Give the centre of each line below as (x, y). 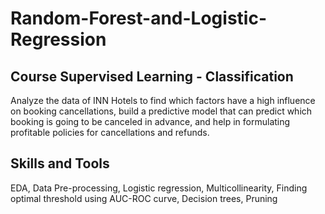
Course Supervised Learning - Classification (152, 76)
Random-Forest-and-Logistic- (138, 18)
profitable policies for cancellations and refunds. (110, 132)
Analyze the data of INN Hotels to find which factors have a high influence (163, 100)
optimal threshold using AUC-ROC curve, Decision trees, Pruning (144, 198)
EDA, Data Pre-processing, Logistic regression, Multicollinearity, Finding (159, 188)
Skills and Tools (60, 163)
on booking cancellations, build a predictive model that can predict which (161, 111)
